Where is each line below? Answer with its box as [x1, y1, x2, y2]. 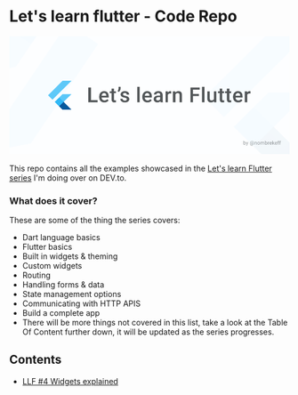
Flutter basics [21, 241, 73, 252]
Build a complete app [21, 307, 101, 318]
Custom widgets [21, 260, 83, 270]
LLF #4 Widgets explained [21, 375, 118, 386]
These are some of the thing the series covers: [9, 214, 181, 225]
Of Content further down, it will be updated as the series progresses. [21, 326, 275, 337]
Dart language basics [21, 231, 101, 242]
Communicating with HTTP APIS [21, 298, 141, 309]
